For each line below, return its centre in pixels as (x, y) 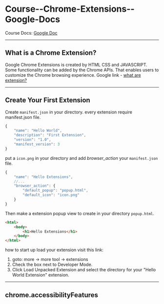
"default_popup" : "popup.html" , (56, 191)
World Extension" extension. (41, 275)
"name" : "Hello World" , (38, 130)
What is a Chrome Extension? (51, 53)
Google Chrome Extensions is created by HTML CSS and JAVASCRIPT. (76, 65)
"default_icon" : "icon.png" (51, 195)
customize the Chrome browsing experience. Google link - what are (73, 75)
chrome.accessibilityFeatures (52, 295)
